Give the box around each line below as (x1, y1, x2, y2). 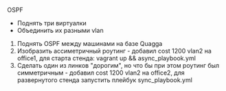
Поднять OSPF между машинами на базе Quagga (16, 40, 163, 47)
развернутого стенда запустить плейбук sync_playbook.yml (16, 76, 192, 84)
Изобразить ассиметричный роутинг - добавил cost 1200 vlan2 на (16, 47, 212, 55)
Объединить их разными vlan (16, 27, 104, 34)
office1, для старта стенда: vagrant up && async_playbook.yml (16, 54, 196, 62)
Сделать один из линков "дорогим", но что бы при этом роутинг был (16, 62, 220, 69)
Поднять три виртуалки (16, 19, 87, 27)
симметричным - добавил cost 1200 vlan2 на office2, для (16, 68, 185, 77)
